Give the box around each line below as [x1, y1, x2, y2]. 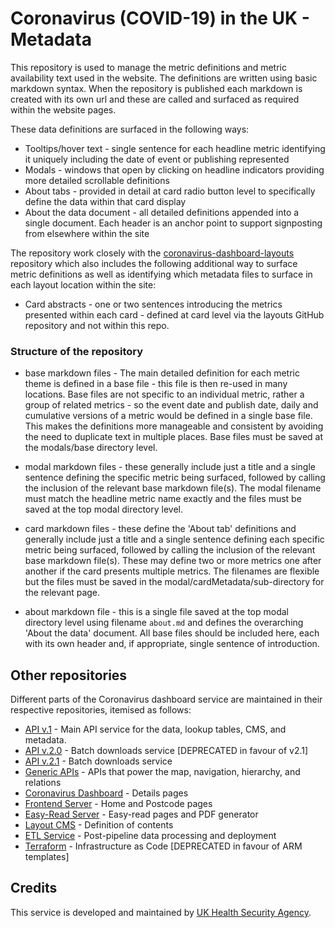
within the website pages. [10, 103, 117, 116]
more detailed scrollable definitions [24, 174, 170, 186]
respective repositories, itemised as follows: [10, 704, 192, 716]
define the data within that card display [24, 195, 187, 207]
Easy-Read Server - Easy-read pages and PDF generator [24, 808, 259, 821]
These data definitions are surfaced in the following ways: [10, 123, 250, 135]
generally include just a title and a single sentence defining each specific [24, 533, 325, 546]
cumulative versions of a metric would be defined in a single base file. [24, 410, 313, 422]
